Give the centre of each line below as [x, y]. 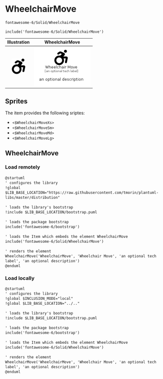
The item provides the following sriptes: [45, 113]
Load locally [20, 278]
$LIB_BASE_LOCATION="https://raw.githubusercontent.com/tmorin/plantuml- [82, 192]
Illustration [19, 42]
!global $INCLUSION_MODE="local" [39, 298]
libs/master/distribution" [33, 197]
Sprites [16, 101]
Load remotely [23, 167]
